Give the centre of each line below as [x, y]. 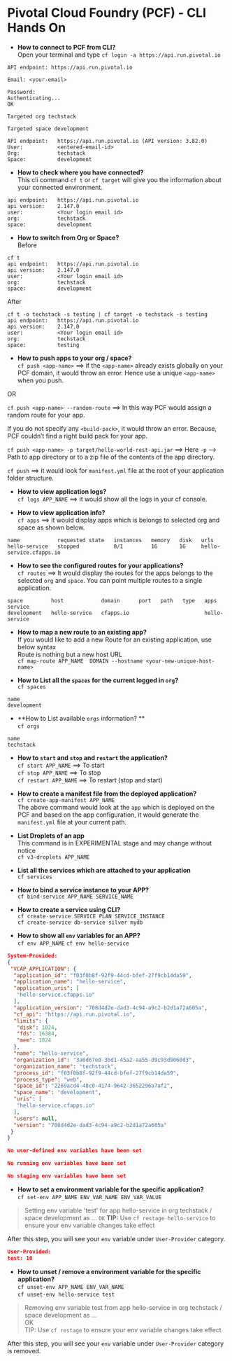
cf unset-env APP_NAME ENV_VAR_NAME [71, 1287]
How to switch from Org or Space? [68, 237]
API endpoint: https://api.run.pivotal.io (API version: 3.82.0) [108, 141]
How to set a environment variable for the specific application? [110, 1189]
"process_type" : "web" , [48, 1079]
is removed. [24, 1350]
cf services [35, 877]
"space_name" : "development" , [57, 1093]
